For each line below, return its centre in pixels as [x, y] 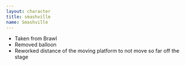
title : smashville [28, 17]
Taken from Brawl [36, 39]
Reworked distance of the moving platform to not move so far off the [97, 51]
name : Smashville [27, 22]
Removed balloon [35, 45]
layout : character [28, 11]
